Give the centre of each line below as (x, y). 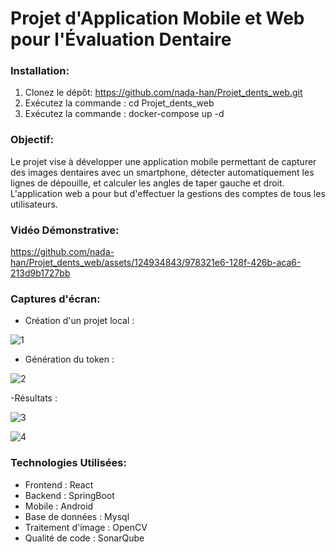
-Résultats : (34, 398)
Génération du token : (69, 359)
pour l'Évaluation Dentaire (121, 39)
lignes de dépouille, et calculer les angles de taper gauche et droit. (147, 183)
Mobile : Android (59, 506)
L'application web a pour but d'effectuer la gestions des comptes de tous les (168, 193)
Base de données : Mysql (77, 516)
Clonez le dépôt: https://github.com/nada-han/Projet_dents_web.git (163, 93)
